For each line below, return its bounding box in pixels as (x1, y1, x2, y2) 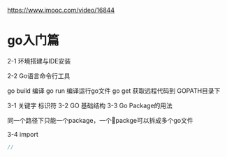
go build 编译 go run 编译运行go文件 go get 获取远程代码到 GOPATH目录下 (7, 87, 221, 95)
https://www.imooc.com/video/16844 (7, 6, 115, 14)
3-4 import (7, 130, 38, 138)
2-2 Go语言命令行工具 (7, 71, 71, 80)
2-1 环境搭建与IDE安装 (7, 57, 71, 65)
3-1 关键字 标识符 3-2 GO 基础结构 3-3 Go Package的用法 (7, 101, 173, 110)
